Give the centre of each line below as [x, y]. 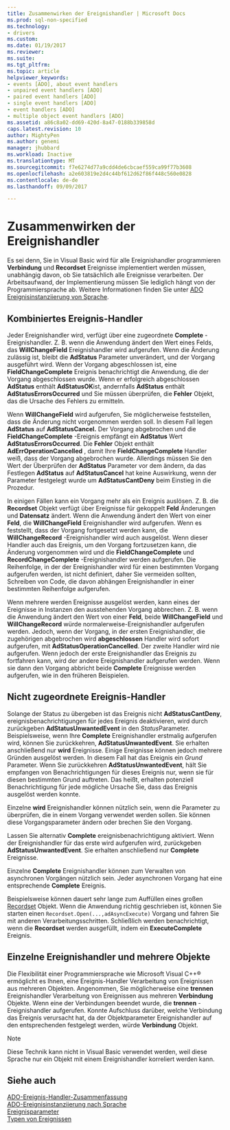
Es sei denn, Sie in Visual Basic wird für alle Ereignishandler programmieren [114, 260]
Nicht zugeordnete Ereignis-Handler [87, 697]
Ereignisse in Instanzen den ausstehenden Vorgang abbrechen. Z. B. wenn [113, 609]
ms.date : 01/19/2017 [37, 45]
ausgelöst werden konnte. [44, 794]
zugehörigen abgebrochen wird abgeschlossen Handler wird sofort [103, 639]
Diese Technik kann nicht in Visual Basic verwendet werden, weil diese [107, 1051]
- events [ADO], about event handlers [62, 84]
